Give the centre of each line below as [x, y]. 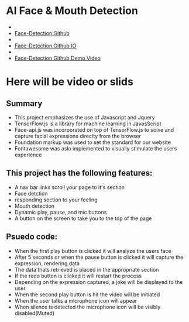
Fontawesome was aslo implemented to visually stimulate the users [96, 148]
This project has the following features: [79, 173]
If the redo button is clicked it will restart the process [78, 276]
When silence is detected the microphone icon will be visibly [87, 307]
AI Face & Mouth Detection [72, 11]
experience [28, 155]
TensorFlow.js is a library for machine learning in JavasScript [88, 124]
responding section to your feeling [56, 200]
